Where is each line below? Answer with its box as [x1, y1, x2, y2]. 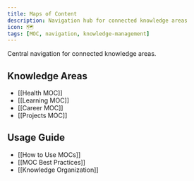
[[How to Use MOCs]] [17, 150, 81, 159]
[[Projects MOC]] [17, 111, 68, 120]
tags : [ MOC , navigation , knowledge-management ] [7, 30, 150, 37]
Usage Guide [7, 132, 66, 144]
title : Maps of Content [7, 10, 78, 18]
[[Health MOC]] [17, 89, 63, 98]
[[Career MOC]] [17, 104, 63, 112]
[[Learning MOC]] [17, 96, 69, 105]
